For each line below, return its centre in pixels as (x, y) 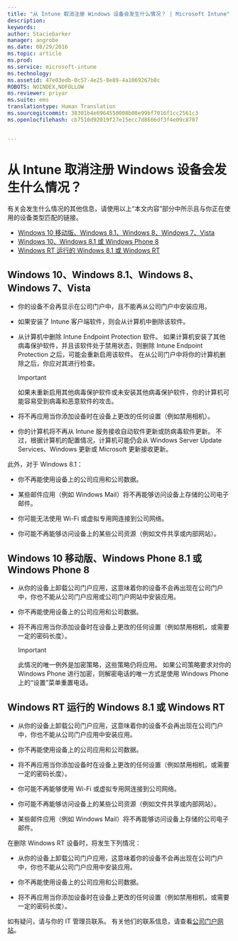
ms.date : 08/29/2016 (38, 47)
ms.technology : (30, 73)
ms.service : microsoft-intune (52, 67)
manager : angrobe (33, 41)
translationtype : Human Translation (61, 107)
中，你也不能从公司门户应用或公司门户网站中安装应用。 (98, 597)
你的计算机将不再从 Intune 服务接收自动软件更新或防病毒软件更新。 (116, 432)
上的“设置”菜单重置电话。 (55, 683)
